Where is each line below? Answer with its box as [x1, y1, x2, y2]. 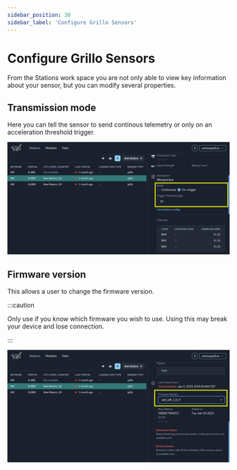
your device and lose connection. [7, 322, 104, 331]
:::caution [7, 301, 35, 309]
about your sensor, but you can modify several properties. [7, 81, 176, 90]
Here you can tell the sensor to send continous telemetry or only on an [7, 120, 212, 129]
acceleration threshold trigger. [7, 128, 95, 137]
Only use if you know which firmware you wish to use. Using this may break [7, 315, 228, 323]
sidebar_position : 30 [7, 11, 71, 18]
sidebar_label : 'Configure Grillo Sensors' [7, 18, 138, 26]
